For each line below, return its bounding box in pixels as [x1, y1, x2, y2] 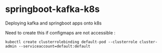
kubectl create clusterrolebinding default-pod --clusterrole [5, 39, 137, 44]
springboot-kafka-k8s [5, 3, 100, 15]
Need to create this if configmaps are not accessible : [5, 29, 116, 35]
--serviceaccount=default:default [18, 43, 91, 48]
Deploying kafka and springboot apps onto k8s [5, 20, 102, 26]
